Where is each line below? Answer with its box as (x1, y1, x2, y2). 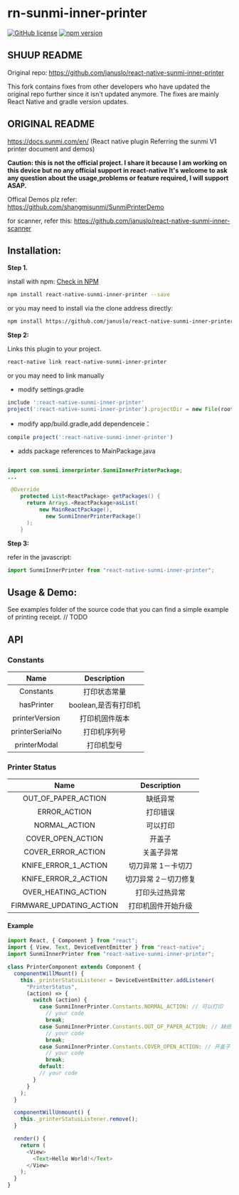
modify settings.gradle (17, 385, 84, 393)
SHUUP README (7, 49, 83, 61)
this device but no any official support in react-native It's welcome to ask (7, 166, 228, 174)
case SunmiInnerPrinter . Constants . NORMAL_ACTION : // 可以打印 (38, 1003, 223, 1011)
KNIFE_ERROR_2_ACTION (21, 874, 108, 884)
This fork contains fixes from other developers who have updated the (7, 82, 211, 91)
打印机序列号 (83, 727, 127, 737)
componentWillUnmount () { (14, 1109, 91, 1116)
